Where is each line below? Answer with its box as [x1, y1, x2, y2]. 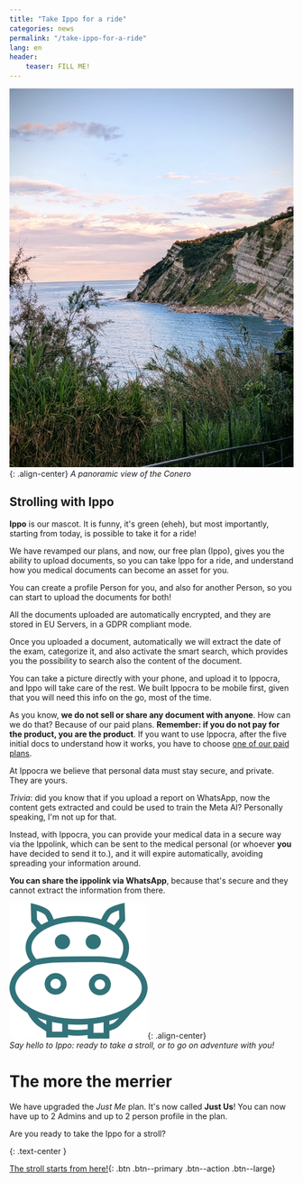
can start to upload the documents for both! [9, 591, 171, 602]
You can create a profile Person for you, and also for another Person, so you [9, 582, 292, 592]
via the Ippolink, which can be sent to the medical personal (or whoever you [9, 839, 292, 849]
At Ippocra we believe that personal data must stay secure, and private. [9, 765, 275, 775]
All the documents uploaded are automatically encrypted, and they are [9, 609, 271, 619]
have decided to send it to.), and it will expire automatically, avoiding [9, 848, 263, 858]
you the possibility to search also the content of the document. [9, 655, 243, 666]
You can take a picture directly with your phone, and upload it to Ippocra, [9, 673, 280, 683]
